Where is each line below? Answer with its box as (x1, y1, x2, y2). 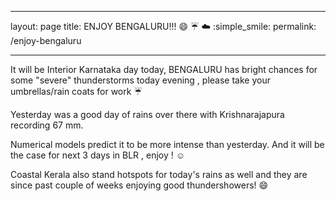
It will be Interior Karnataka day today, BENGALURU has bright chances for (10, 64, 318, 75)
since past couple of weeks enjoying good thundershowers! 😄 (10, 179, 269, 191)
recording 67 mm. (10, 119, 84, 131)
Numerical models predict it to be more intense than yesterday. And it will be (10, 139, 325, 150)
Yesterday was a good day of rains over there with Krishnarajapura (10, 109, 285, 120)
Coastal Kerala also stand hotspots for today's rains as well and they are (10, 169, 308, 180)
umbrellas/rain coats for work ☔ (10, 86, 143, 97)
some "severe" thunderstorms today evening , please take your (10, 74, 271, 86)
